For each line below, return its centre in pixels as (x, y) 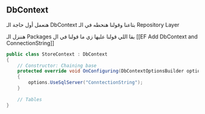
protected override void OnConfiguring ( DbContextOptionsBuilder (101, 71)
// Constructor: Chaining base (57, 66)
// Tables (30, 99)
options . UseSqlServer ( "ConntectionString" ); (86, 83)
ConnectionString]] (31, 43)
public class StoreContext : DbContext (57, 54)
